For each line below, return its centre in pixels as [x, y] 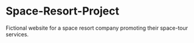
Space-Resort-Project [63, 11]
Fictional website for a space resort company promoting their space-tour [97, 28]
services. [17, 34]
